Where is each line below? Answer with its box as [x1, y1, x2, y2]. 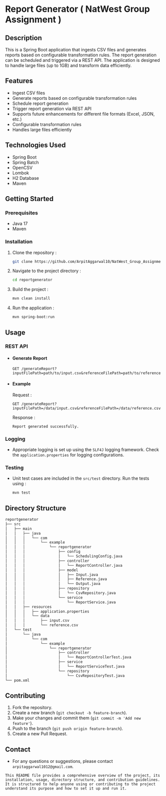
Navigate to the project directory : [12, 268, 82, 274]
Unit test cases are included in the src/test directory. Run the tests [12, 475, 150, 481]
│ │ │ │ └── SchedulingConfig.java [5, 554, 123, 559]
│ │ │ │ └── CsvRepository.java [5, 590, 116, 596]
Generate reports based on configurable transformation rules [12, 95, 137, 101]
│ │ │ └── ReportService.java [5, 599, 116, 605]
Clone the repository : [12, 250, 57, 255]
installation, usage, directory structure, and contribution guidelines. [5, 777, 161, 783]
